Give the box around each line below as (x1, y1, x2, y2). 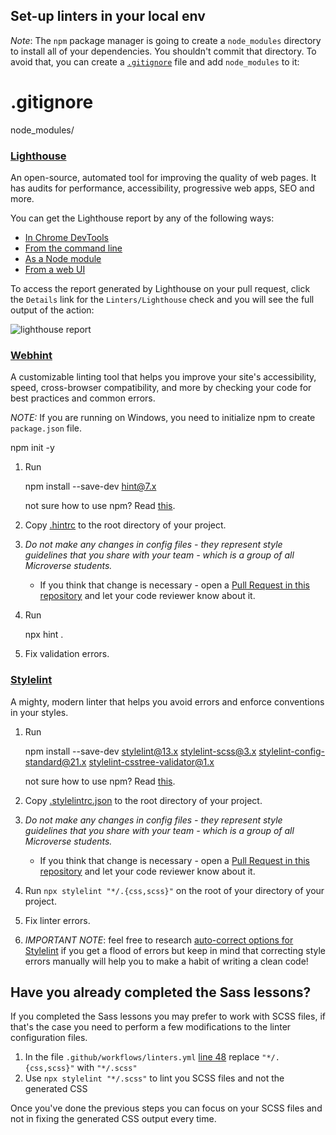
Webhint (10, 348, 53, 362)
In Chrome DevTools (24, 232, 109, 244)
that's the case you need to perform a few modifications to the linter (10, 1021, 292, 1033)
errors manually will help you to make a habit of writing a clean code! (24, 955, 309, 967)
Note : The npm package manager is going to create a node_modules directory (10, 34, 322, 46)
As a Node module (24, 253, 102, 265)
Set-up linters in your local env (10, 8, 206, 25)
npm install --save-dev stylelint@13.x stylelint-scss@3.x (24, 745, 257, 757)
